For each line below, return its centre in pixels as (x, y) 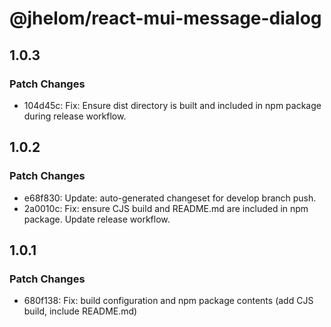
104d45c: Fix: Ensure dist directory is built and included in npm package (172, 105)
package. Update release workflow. (97, 219)
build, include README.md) (80, 311)
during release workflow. (75, 116)
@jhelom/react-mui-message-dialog (165, 18)
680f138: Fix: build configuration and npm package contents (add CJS (168, 301)
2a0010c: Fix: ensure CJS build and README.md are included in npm (166, 208)
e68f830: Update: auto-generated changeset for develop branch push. (170, 198)
